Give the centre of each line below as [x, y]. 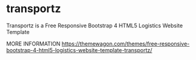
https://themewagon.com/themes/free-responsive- [126, 44]
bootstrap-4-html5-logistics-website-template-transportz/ [79, 50]
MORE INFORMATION [33, 44]
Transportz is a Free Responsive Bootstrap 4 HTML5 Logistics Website [95, 25]
